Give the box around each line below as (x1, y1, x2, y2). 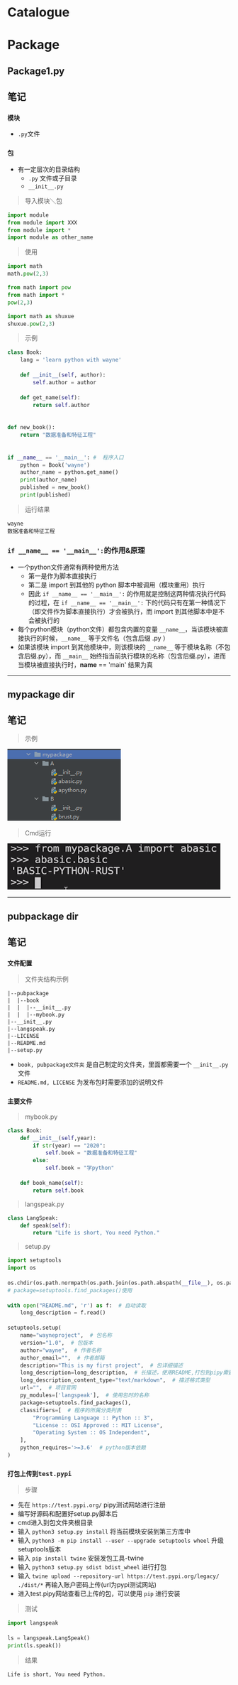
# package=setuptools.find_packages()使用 (7, 1286, 132, 1294)
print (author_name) (20, 477, 78, 484)
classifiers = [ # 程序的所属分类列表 (20, 1407, 122, 1414)
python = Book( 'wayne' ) (20, 461, 91, 469)
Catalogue (7, 4, 70, 21)
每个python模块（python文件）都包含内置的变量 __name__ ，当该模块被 (17, 625, 222, 634)
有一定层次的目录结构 (17, 165, 80, 173)
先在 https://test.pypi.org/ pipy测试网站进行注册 (17, 1500, 166, 1510)
